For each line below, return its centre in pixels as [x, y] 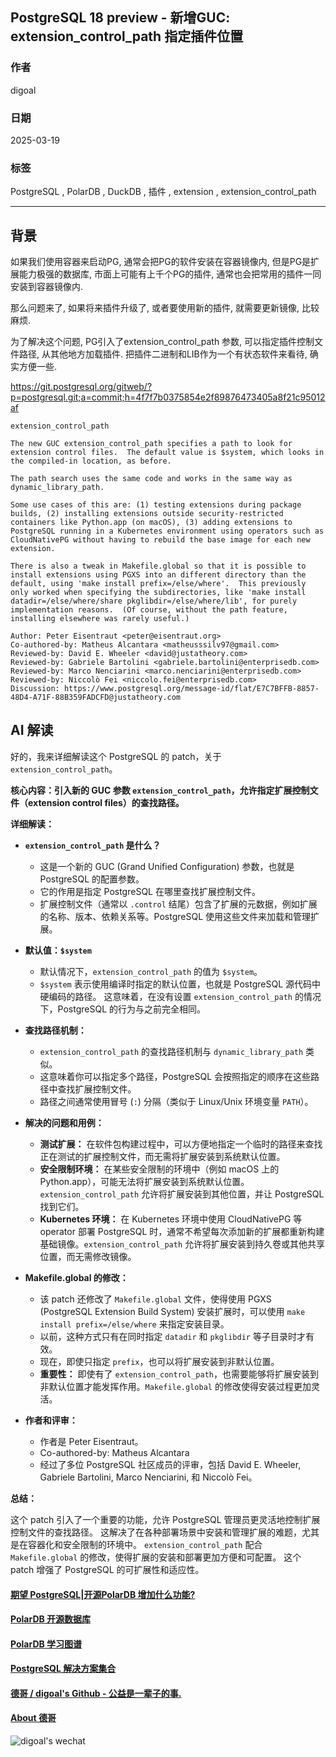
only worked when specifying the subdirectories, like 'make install [158, 593]
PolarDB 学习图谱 [46, 1644]
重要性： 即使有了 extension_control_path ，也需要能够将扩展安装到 [179, 1374]
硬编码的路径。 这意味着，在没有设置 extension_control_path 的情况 [180, 996]
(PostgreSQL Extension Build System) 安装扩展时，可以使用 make [172, 1311]
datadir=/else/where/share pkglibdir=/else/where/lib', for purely [154, 601]
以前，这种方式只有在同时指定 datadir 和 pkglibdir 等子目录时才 [172, 1336]
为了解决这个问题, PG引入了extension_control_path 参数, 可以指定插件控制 [162, 342]
